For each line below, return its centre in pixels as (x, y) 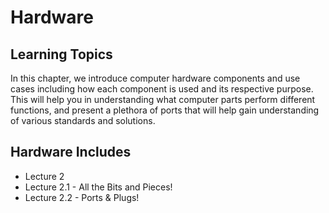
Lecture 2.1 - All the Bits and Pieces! (98, 187)
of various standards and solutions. (83, 120)
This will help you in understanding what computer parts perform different (163, 99)
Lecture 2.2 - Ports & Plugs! (82, 197)
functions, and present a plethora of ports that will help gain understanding (165, 110)
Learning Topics (61, 54)
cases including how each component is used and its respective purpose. (162, 89)
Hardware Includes (71, 152)
